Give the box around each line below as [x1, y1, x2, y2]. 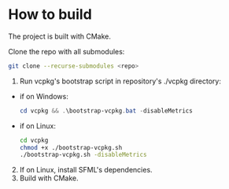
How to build [8, 6, 92, 24]
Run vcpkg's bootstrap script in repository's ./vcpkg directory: [19, 76, 222, 86]
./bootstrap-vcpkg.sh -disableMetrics [19, 151, 147, 159]
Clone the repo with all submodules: [8, 46, 125, 56]
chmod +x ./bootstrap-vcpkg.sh [19, 143, 123, 151]
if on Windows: [19, 91, 68, 101]
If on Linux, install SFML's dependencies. [19, 165, 153, 175]
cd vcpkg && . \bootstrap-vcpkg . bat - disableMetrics [19, 106, 193, 115]
